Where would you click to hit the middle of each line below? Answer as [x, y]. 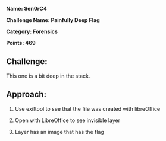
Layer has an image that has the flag [59, 132]
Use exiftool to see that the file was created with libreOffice [87, 108]
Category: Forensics [32, 31]
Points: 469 [21, 43]
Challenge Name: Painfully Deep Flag [53, 20]
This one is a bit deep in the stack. [48, 76]
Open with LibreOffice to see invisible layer [68, 120]
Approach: [26, 94]
